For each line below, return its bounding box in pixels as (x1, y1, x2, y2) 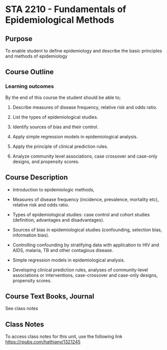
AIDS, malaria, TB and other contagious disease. (12, 247, 114, 253)
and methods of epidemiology (5, 53, 68, 59)
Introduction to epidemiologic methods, (12, 186, 95, 192)
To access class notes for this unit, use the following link (5, 333, 123, 339)
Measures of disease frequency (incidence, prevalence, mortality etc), (12, 196, 159, 203)
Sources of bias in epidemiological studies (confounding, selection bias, (12, 226, 162, 233)
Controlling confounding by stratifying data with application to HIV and (12, 241, 159, 248)
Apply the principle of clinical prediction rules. (12, 143, 108, 149)
